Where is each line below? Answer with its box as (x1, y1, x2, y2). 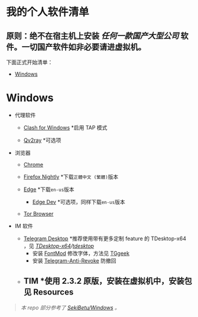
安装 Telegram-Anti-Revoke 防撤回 (32, 257, 116, 264)
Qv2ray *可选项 (23, 137, 61, 144)
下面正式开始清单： (6, 59, 53, 66)
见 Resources (23, 287, 74, 297)
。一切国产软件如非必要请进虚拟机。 (14, 42, 146, 52)
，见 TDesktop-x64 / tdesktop (23, 242, 95, 249)
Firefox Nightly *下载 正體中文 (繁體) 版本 (23, 173, 119, 180)
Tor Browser (23, 210, 54, 217)
